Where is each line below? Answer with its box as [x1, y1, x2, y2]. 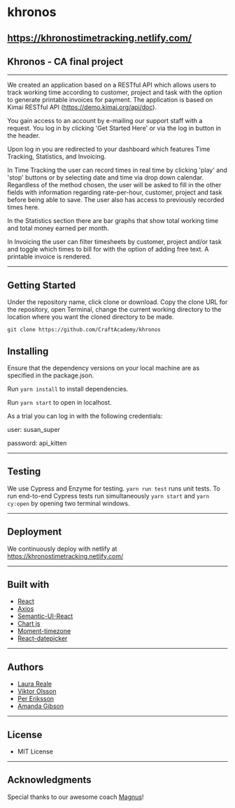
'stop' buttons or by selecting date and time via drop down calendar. [7, 173, 204, 182]
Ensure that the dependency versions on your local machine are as [7, 364, 200, 373]
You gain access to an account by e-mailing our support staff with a [7, 117, 203, 125]
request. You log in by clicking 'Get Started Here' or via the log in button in [7, 124, 222, 133]
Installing [7, 345, 49, 357]
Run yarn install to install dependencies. [7, 385, 129, 394]
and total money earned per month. [7, 224, 110, 233]
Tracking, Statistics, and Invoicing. [7, 152, 106, 161]
